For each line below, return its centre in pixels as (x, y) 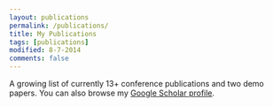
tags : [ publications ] (49, 42)
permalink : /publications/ (59, 26)
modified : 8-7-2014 (45, 50)
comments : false (39, 58)
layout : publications (49, 17)
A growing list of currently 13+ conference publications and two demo (136, 84)
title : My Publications (53, 34)
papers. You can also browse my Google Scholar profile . (112, 93)
